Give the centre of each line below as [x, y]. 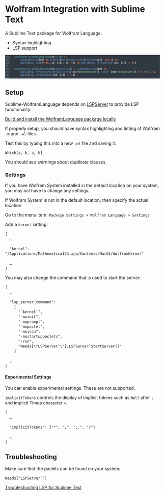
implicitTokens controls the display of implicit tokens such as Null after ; [79, 398]
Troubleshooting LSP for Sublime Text [43, 488]
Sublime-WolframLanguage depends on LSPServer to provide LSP [72, 104]
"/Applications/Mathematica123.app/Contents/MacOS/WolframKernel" [74, 254]
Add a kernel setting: [27, 224]
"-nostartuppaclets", [40, 337]
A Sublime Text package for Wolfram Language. [54, 33]
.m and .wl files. [21, 134]
